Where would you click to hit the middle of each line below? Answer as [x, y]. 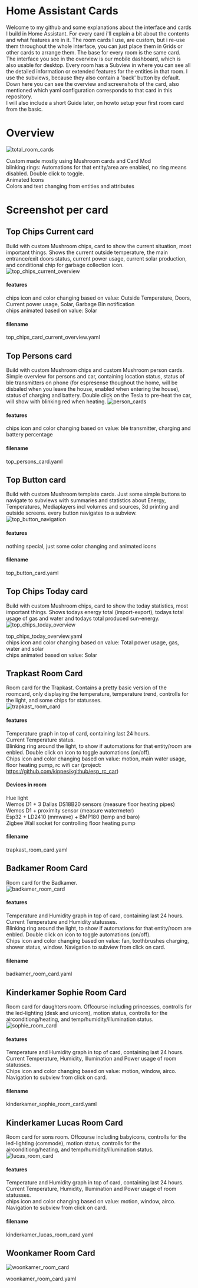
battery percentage [29, 435]
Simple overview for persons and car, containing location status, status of [95, 377]
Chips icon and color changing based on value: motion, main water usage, [96, 759]
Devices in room [27, 785]
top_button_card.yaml [32, 573]
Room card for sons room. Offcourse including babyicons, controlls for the [96, 1137]
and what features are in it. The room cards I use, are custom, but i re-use [96, 40]
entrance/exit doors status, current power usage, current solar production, [96, 258]
